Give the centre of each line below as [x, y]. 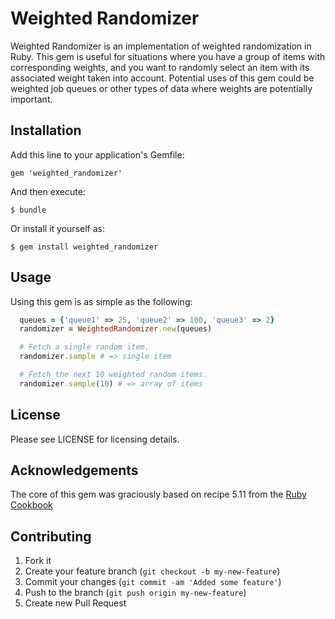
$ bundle [28, 210]
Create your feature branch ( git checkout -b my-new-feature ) [152, 571]
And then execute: [48, 191]
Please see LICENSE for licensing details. [95, 439]
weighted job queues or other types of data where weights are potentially [161, 88]
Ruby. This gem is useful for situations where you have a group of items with [168, 56]
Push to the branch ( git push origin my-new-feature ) [135, 593]
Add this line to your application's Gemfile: [97, 154]
